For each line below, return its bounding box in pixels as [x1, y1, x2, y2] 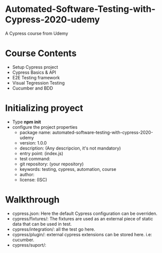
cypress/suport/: [12, 242, 46, 248]
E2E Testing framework [12, 74, 60, 80]
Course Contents [5, 48, 77, 59]
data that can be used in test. [12, 221, 72, 227]
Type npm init [12, 119, 41, 125]
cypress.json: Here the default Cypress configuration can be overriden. [12, 210, 158, 216]
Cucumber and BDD [12, 85, 53, 91]
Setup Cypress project [12, 64, 58, 70]
